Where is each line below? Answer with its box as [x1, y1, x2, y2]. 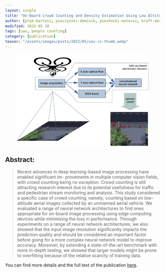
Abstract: [5, 156, 35, 164]
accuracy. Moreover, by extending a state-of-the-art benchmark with [17, 242, 157, 248]
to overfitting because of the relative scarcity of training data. [17, 252, 141, 258]
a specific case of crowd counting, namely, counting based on [17, 195, 143, 201]
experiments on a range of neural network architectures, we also [17, 221, 148, 227]
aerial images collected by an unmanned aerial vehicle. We [33, 200, 153, 206]
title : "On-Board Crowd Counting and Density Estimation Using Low [5, 13, 146, 18]
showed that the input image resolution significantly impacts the [17, 226, 147, 232]
